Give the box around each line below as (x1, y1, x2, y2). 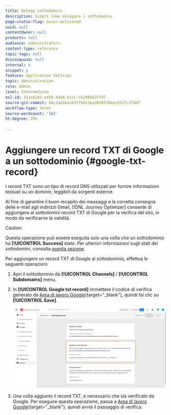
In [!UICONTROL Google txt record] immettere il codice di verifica (12, 286, 152, 292)
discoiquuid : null (5, 57, 44, 62)
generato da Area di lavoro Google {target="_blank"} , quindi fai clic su (12, 292, 159, 298)
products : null (5, 35, 38, 40)
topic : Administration (5, 78, 54, 84)
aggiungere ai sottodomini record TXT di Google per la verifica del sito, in (5, 209, 160, 215)
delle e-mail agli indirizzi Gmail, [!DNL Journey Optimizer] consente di (5, 204, 152, 210)
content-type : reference (5, 46, 58, 51)
